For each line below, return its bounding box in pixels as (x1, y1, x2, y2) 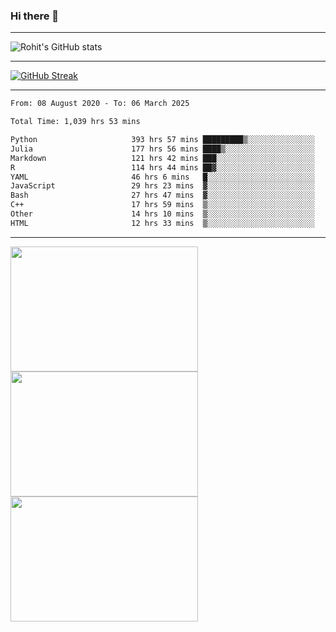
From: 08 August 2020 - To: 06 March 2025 (10, 99, 190, 109)
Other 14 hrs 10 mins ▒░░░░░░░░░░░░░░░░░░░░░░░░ (10, 209, 315, 219)
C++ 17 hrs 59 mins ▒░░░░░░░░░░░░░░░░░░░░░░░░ (10, 200, 315, 210)
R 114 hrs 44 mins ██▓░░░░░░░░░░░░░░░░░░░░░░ (10, 162, 315, 173)
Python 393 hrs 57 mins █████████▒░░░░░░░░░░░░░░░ (10, 135, 315, 145)
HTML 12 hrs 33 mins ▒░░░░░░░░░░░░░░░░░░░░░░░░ (10, 218, 315, 228)
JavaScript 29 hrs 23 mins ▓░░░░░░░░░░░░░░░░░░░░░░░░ (10, 181, 315, 191)
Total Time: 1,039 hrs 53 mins (10, 117, 141, 127)
